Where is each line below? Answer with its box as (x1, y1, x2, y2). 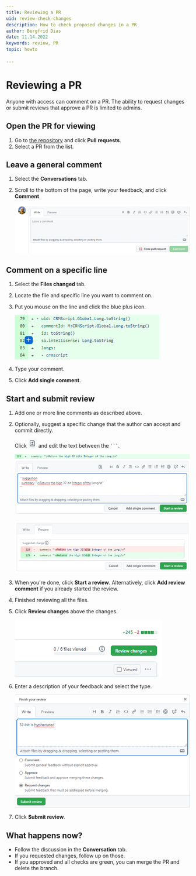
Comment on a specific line (6, 265, 108, 275)
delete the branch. (14, 864, 59, 871)
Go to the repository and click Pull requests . (14, 136, 121, 143)
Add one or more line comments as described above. (14, 410, 142, 417)
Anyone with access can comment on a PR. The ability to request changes (6, 98, 185, 105)
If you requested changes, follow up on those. (14, 852, 125, 859)
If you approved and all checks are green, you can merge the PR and (14, 858, 180, 865)
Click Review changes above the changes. (14, 607, 118, 614)
